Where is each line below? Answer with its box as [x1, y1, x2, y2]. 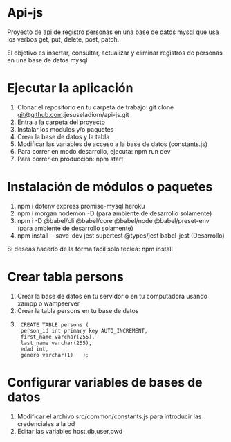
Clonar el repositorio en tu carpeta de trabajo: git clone [17, 103, 174, 112]
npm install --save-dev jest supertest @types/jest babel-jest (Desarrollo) [17, 231, 225, 240]
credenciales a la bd [17, 419, 75, 427]
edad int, [20, 345, 49, 353]
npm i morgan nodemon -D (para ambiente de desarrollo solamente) [17, 209, 212, 218]
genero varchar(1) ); [20, 351, 89, 358]
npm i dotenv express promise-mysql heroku [17, 202, 145, 210]
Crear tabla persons [7, 269, 124, 285]
